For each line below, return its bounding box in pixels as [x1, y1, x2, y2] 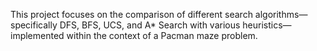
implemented [10, 30, 65, 41]
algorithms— [254, 9, 308, 20]
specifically [10, 19, 58, 31]
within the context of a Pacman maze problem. [66, 30, 258, 41]
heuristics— [242, 19, 292, 31]
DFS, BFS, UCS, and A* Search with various [59, 19, 241, 31]
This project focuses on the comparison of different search [10, 9, 253, 20]
